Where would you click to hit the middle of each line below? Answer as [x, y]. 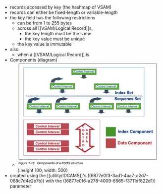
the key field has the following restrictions [53, 18]
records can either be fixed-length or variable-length [64, 12]
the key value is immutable [44, 44]
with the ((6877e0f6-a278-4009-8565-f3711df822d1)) [101, 181]
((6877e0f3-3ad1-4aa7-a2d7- [118, 175]
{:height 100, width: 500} [43, 170]
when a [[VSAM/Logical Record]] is [53, 55]
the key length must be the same [58, 33]
